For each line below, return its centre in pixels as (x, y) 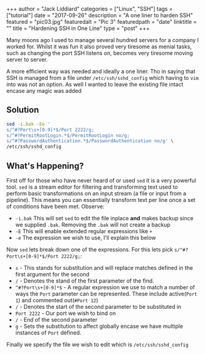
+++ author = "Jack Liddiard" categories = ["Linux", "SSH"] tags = (90, 9)
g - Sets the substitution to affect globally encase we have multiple (99, 326)
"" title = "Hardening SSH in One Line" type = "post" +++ (78, 28)
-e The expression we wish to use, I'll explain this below (85, 238)
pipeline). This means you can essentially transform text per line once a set (101, 200)
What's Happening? (45, 166)
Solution (23, 110)
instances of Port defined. (48, 333)
